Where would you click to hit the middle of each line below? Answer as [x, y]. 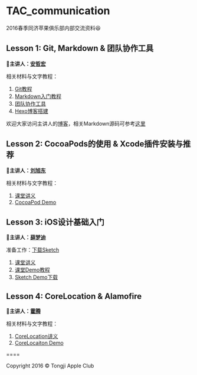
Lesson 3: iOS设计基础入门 [55, 222]
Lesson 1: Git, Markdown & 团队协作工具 [80, 48]
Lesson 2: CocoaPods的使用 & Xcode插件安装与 [95, 144]
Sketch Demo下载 [36, 277]
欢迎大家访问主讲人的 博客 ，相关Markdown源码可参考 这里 [76, 123]
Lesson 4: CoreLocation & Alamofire [74, 296]
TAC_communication [58, 11]
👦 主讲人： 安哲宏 [26, 64]
